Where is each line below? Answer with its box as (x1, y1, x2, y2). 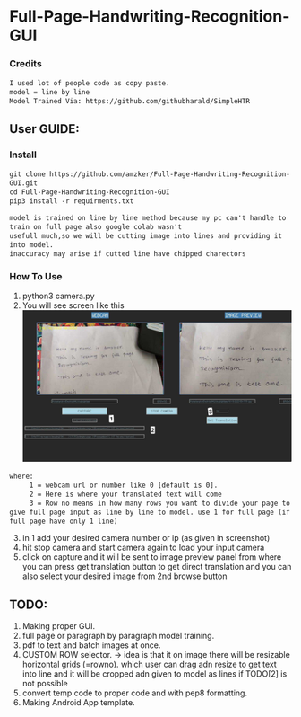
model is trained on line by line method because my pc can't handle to (9, 214, 287, 223)
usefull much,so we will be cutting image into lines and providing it (9, 232, 282, 241)
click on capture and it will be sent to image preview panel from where (21, 552, 282, 562)
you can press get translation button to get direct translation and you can (21, 562, 292, 572)
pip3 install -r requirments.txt (9, 197, 134, 206)
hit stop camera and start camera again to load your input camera (21, 542, 265, 553)
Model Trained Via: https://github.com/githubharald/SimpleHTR (9, 97, 251, 106)
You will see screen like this (21, 300, 125, 311)
